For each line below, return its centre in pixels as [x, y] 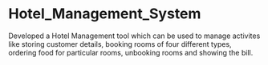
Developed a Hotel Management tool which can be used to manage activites [134, 36]
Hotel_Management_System [105, 14]
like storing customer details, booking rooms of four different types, [120, 44]
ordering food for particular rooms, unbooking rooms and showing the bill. [131, 52]
